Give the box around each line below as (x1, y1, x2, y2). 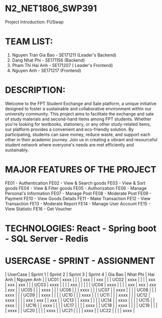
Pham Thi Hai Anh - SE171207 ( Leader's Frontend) (12, 62, 113, 68)
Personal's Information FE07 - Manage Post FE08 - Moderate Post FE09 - (5, 190, 152, 196)
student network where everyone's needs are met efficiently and (5, 142, 134, 148)
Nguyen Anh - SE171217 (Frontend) (12, 67, 81, 73)
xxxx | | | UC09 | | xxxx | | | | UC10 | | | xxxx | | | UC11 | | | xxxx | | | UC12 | (5, 292, 150, 298)
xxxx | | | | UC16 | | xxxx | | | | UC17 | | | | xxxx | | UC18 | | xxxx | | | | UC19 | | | (5, 302, 158, 308)
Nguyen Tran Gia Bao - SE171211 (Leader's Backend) (12, 52, 117, 58)
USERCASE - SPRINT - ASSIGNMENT (5, 255, 155, 267)
